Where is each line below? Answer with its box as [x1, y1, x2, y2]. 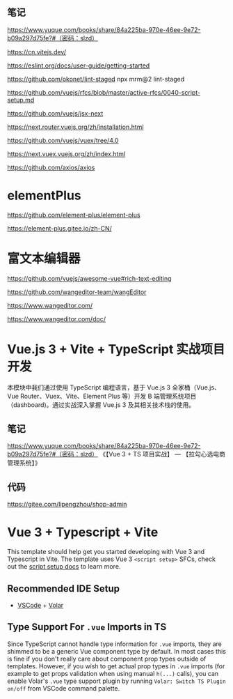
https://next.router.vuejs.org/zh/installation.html [7, 123, 144, 131]
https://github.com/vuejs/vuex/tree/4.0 [7, 136, 119, 144]
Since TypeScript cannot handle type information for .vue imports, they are [7, 640, 223, 648]
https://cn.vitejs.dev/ [7, 47, 67, 56]
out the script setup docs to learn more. [7, 562, 121, 571]
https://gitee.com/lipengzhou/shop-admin [7, 500, 127, 509]
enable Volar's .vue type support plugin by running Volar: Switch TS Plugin [7, 677, 226, 685]
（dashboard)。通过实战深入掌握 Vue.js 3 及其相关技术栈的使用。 [7, 400, 195, 409]
